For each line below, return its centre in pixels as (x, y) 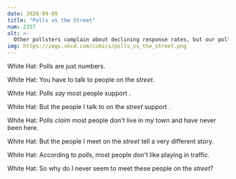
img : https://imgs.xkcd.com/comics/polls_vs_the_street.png (97, 46)
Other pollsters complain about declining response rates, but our (114, 40)
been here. (23, 128)
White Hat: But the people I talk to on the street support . (89, 107)
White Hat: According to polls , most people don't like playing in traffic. (109, 155)
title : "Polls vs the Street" (52, 20)
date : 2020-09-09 (33, 14)
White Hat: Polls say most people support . (69, 93)
